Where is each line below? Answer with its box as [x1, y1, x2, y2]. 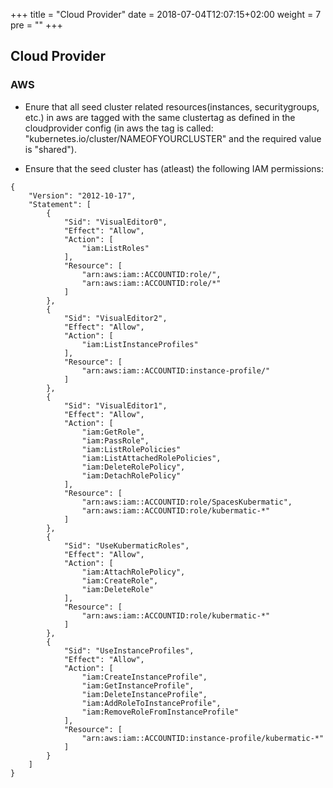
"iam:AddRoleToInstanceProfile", [81, 698, 222, 708]
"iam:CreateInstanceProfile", [81, 672, 208, 682]
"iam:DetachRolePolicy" [81, 470, 182, 481]
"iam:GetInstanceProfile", [81, 680, 195, 691]
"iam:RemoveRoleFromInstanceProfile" [81, 707, 240, 717]
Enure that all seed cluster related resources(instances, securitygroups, [24, 100, 320, 113]
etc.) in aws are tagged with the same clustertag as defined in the [24, 111, 296, 123]
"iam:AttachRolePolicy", [81, 567, 186, 577]
